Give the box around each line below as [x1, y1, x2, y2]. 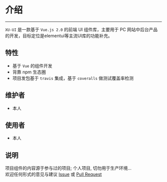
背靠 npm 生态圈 [12, 69, 46, 75]
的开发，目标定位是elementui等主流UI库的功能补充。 [5, 33, 113, 39]
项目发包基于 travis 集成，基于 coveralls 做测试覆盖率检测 [12, 75, 134, 81]
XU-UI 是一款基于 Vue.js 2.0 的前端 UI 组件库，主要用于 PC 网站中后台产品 [5, 26, 158, 32]
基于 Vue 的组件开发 [12, 62, 53, 68]
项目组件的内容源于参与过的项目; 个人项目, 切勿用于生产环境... [5, 165, 132, 171]
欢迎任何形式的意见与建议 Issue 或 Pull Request [5, 172, 102, 178]
